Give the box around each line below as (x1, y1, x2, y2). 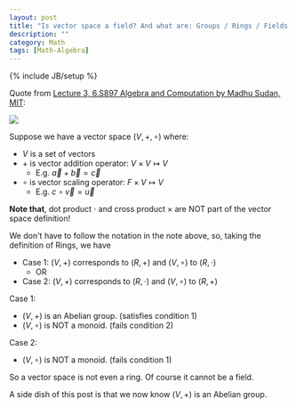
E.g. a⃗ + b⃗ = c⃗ (35, 167, 101, 178)
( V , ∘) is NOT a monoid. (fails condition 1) (21, 355, 172, 365)
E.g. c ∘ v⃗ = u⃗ (35, 186, 95, 197)
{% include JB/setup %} (9, 70, 98, 81)
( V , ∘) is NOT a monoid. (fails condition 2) (21, 320, 174, 330)
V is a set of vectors (21, 149, 96, 159)
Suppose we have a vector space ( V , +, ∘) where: (9, 131, 189, 143)
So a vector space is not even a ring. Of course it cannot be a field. (9, 371, 254, 383)
